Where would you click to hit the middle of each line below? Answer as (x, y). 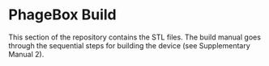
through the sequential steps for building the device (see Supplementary (130, 45)
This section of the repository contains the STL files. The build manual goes (135, 37)
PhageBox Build (62, 15)
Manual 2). (26, 54)
